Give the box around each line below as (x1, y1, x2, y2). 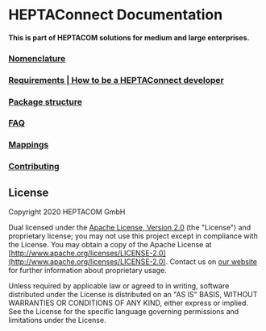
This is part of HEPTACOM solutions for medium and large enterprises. (8, 32, 250, 42)
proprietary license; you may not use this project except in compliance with (8, 231, 258, 241)
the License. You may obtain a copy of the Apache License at (8, 240, 212, 250)
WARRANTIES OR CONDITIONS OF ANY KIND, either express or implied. (8, 298, 248, 308)
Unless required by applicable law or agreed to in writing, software (8, 281, 230, 291)
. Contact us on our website (165, 257, 258, 267)
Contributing (8, 161, 60, 172)
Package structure (8, 96, 83, 107)
